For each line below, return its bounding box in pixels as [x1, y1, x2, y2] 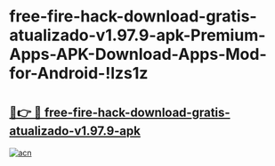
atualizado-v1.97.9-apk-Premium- [9, 25, 266, 46]
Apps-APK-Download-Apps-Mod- [9, 45, 267, 64]
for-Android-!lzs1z [9, 63, 149, 84]
